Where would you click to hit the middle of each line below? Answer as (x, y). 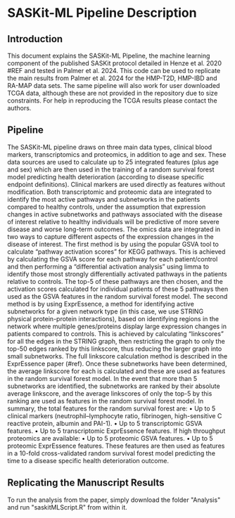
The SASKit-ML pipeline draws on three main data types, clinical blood (110, 147)
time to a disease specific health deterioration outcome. (88, 460)
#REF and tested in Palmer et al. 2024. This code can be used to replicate (114, 71)
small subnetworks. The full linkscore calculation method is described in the (118, 356)
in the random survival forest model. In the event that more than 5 (102, 378)
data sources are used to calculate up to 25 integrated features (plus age (113, 162)
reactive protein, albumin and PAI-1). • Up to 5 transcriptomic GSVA (105, 423)
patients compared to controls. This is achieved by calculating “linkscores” (115, 334)
